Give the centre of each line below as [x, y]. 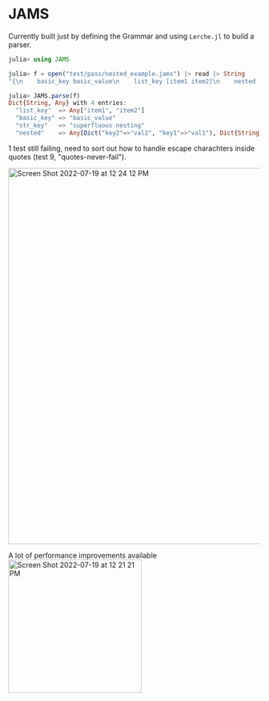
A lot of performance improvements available [83, 555]
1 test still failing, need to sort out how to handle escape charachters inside [132, 148]
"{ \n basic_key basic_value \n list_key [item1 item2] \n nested [132, 81]
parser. [20, 44]
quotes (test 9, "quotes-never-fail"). [67, 156]
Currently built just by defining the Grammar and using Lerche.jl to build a [131, 36]
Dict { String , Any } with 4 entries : [68, 103]
